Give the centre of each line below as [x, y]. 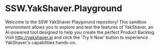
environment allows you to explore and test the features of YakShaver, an [79, 27]
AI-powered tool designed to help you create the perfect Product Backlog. [80, 32]
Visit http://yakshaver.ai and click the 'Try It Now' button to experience [77, 37]
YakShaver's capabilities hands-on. [41, 42]
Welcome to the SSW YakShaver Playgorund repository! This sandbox [76, 22]
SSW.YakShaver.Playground [64, 8]
